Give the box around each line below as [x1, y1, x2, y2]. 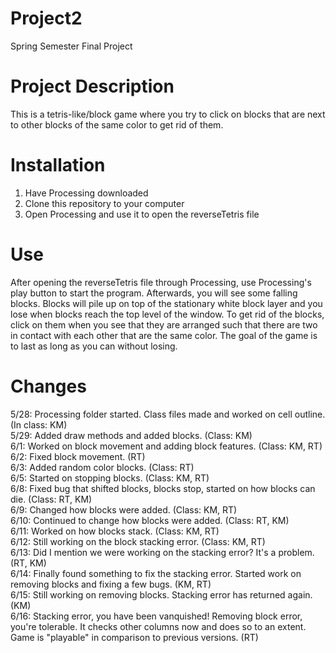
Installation [10, 154, 106, 177]
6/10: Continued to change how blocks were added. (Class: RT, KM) [10, 514, 290, 526]
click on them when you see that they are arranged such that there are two [10, 318, 318, 331]
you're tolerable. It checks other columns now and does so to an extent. [10, 620, 307, 632]
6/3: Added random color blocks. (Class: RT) [10, 461, 195, 473]
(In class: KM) [10, 418, 68, 431]
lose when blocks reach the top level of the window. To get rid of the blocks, [10, 308, 325, 320]
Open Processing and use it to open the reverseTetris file [24, 208, 260, 220]
